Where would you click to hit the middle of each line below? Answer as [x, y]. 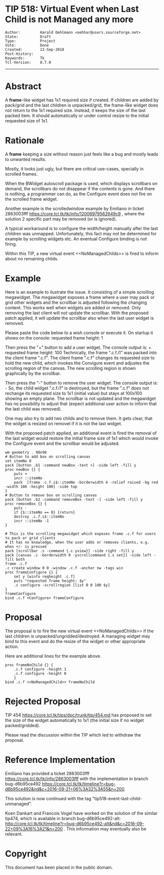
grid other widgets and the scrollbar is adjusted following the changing [76, 302]
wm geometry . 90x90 [26, 452]
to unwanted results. [26, 159]
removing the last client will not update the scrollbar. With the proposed [77, 313]
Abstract [23, 86]
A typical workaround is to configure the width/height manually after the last [82, 228]
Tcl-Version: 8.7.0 [28, 62]
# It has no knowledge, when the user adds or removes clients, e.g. [77, 542]
